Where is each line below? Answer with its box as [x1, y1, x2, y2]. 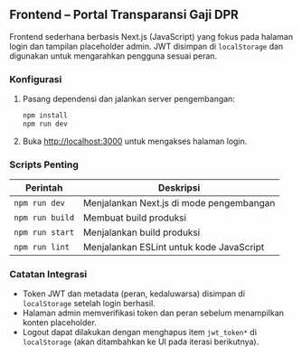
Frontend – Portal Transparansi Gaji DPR [9, 7, 240, 23]
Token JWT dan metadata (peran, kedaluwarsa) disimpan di [22, 288, 246, 299]
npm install [22, 111, 68, 120]
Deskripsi [157, 182, 201, 194]
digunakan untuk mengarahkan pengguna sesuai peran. [9, 50, 218, 61]
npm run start [14, 228, 75, 238]
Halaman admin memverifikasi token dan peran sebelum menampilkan [22, 307, 285, 319]
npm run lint [14, 242, 71, 252]
